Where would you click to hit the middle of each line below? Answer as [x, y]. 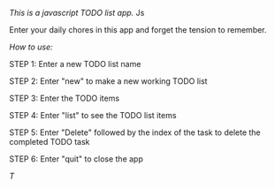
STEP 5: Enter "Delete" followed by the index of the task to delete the [135, 132]
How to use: [31, 47]
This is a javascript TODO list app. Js [77, 13]
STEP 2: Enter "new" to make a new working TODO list [108, 81]
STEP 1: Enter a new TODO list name [75, 64]
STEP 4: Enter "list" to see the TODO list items [93, 115]
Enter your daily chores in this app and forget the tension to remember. [138, 30]
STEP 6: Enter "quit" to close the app [76, 159]
